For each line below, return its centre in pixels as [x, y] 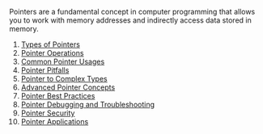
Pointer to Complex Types [64, 79]
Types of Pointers [50, 44]
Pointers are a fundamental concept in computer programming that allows [132, 12]
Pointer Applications [55, 121]
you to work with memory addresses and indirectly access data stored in [130, 20]
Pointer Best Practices [58, 96]
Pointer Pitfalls [45, 70]
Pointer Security [48, 113]
